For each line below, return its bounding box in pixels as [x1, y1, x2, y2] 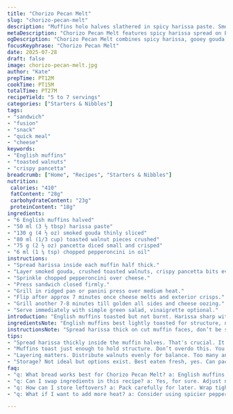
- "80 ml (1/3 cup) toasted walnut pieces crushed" [7, 236, 159, 243]
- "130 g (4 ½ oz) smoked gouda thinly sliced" [7, 230, 148, 236]
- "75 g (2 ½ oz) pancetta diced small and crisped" [7, 242, 163, 250]
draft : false [7, 55, 45, 62]
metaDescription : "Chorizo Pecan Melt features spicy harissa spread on [7, 29, 222, 37]
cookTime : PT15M [7, 81, 54, 88]
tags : [7, 107, 23, 114]
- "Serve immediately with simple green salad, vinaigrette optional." [7, 307, 218, 314]
